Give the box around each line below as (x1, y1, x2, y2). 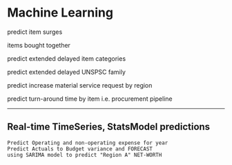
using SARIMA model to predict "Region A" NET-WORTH (7, 151, 162, 158)
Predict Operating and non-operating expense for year (7, 139, 168, 146)
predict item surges (7, 28, 63, 36)
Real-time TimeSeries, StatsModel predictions (7, 121, 211, 133)
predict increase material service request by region (7, 81, 153, 89)
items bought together (7, 41, 71, 49)
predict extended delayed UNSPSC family (7, 68, 126, 76)
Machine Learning (7, 5, 114, 21)
